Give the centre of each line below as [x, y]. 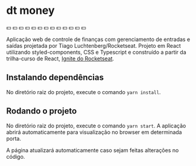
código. [16, 156]
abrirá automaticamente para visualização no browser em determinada [94, 132]
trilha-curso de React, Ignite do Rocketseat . [60, 59]
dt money [31, 11]
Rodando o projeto [42, 111]
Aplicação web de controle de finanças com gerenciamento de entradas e [98, 39]
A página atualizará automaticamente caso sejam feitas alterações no [93, 150]
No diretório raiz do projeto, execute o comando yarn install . [84, 92]
